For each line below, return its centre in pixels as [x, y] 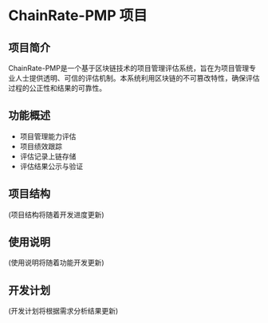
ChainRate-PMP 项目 [78, 16]
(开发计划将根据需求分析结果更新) [63, 311]
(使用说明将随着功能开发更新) [57, 262]
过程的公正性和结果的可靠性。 [57, 88]
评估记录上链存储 [48, 156]
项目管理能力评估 [48, 136]
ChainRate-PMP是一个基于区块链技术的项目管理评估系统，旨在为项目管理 [129, 68]
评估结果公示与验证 [51, 166]
